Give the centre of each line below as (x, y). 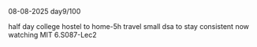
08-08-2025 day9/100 (45, 11)
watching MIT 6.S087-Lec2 (52, 35)
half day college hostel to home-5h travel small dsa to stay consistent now (129, 26)
